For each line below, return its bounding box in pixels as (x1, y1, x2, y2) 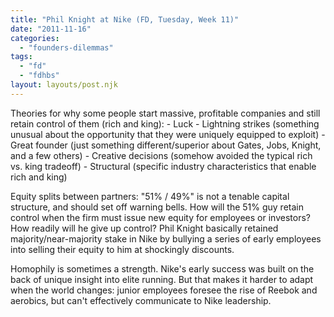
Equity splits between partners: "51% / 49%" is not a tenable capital (10, 190, 290, 202)
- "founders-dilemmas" (19, 42, 114, 53)
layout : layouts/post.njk (10, 80, 118, 90)
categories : (10, 33, 60, 43)
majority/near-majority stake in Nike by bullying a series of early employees (10, 232, 322, 245)
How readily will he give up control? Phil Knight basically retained (10, 222, 279, 234)
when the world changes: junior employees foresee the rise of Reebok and (10, 284, 318, 296)
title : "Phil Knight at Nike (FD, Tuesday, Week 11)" (10, 14, 240, 25)
